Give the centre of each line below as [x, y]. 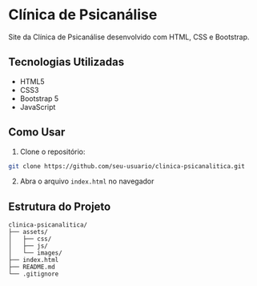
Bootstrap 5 [39, 99]
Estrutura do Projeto [60, 206]
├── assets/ [28, 232]
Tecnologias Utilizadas [66, 62]
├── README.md [32, 267]
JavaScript [38, 107]
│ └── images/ [35, 253]
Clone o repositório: [52, 151]
